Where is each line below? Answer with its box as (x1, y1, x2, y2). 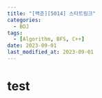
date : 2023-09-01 (7, 42, 57, 49)
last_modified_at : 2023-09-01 (7, 49, 94, 56)
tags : (7, 29, 23, 37)
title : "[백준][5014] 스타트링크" (7, 10, 96, 17)
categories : (7, 17, 41, 23)
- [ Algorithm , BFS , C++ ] (13, 36, 85, 43)
